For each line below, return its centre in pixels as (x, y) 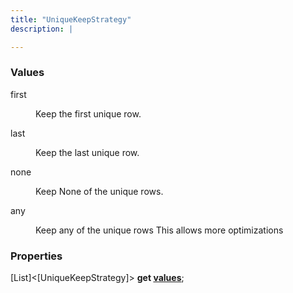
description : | (42, 29)
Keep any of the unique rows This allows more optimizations (159, 230)
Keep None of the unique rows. (99, 191)
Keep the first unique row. (88, 113)
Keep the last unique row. (87, 152)
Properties (36, 256)
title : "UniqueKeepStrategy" (71, 19)
